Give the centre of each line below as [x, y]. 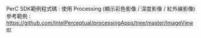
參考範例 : [18, 16]
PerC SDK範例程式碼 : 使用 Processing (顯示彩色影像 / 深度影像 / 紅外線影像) [101, 9]
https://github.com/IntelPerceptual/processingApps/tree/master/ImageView [100, 23]
